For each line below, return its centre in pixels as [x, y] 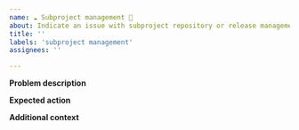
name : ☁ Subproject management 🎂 [71, 17]
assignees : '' [36, 50]
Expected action [40, 100]
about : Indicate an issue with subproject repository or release [133, 26]
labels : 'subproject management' [71, 42]
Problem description [48, 83]
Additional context [44, 118]
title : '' [28, 34]
